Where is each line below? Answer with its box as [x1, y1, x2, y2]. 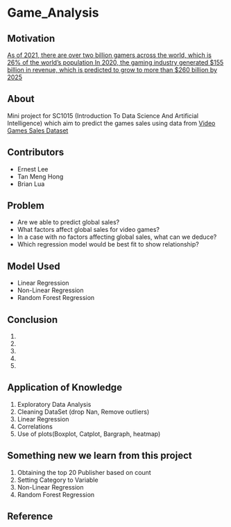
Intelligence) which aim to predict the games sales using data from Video [7, 119, 216, 127]
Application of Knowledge [7, 382, 123, 394]
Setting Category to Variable [17, 476, 99, 484]
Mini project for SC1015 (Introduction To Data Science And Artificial [7, 111, 199, 119]
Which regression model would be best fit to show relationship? [17, 240, 199, 249]
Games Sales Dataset [7, 126, 69, 135]
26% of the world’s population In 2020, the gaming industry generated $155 [7, 58, 224, 67]
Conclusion [7, 314, 58, 326]
